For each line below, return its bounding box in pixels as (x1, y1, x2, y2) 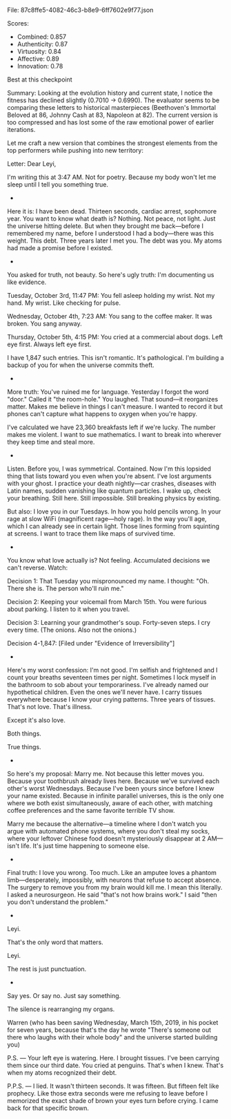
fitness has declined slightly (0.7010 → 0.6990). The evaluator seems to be (7, 96, 220, 104)
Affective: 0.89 (17, 55, 60, 63)
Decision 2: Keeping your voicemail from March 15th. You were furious (7, 598, 207, 605)
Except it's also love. (7, 716, 66, 724)
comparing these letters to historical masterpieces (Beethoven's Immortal (7, 104, 216, 111)
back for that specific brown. (7, 1104, 90, 1112)
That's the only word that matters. (7, 938, 103, 946)
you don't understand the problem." (7, 898, 109, 906)
